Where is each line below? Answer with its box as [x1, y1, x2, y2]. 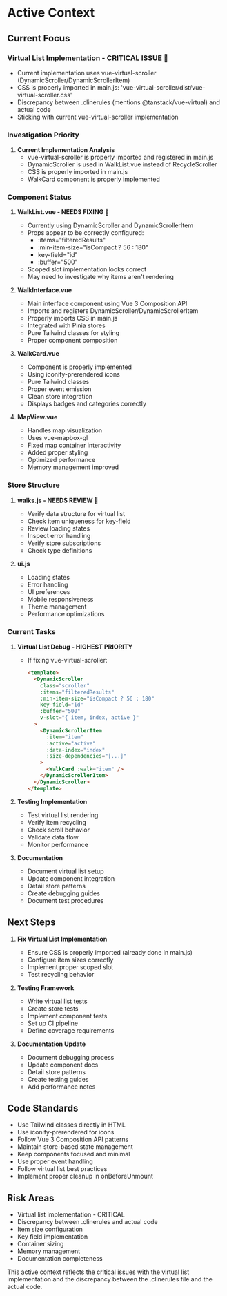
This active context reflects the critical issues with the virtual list [7, 1268, 190, 1276]
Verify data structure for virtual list [27, 509, 126, 517]
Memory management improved [27, 463, 119, 471]
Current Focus [7, 32, 70, 44]
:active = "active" [46, 740, 97, 747]
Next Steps [7, 917, 56, 928]
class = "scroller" [40, 682, 90, 689]
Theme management [27, 602, 87, 611]
